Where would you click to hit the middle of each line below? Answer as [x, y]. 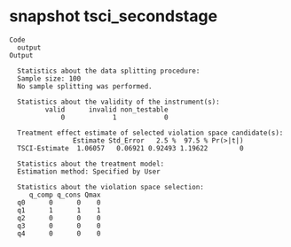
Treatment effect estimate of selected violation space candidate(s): [150, 133]
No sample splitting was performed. [85, 86]
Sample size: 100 [49, 78]
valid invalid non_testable [106, 109]
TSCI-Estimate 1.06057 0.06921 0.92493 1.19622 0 [130, 148]
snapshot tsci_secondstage [114, 16]
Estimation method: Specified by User [89, 171]
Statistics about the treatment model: [91, 164]
